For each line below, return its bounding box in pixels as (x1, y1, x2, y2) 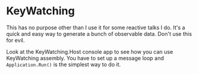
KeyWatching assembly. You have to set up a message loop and (6, 54, 164, 61)
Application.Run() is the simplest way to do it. (6, 61, 121, 68)
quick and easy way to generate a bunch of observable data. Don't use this (6, 30, 192, 37)
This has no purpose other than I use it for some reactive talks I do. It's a (6, 24, 185, 31)
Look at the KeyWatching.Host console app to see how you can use (6, 48, 173, 55)
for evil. (6, 36, 25, 44)
